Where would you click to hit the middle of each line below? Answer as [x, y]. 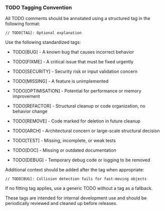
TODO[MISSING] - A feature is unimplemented [60, 81]
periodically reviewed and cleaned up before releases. [61, 203]
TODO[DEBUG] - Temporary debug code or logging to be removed [81, 160]
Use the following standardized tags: [43, 42]
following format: [23, 24]
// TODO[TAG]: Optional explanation [43, 33]
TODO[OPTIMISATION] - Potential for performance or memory [77, 91]
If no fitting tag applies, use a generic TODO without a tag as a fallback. [79, 188]
